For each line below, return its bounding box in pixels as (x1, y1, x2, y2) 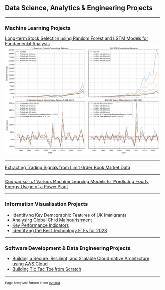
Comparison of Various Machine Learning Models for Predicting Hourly (5, 179, 149, 184)
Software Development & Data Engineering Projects (5, 244, 131, 251)
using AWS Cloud (12, 261, 48, 267)
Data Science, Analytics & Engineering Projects (5, 4, 153, 12)
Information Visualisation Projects (5, 201, 88, 208)
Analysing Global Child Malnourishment (12, 217, 92, 223)
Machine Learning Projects (5, 24, 71, 31)
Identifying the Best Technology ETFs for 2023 (12, 227, 107, 233)
